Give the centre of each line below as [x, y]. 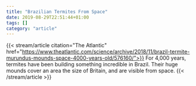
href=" [14, 52]
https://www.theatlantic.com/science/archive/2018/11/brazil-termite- [106, 52]
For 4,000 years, [166, 58]
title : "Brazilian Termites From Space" [57, 12]
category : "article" [32, 28]
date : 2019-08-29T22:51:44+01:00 [48, 17]
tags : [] [17, 23]
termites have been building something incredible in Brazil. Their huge [92, 64]
